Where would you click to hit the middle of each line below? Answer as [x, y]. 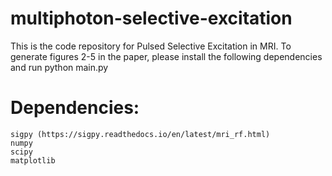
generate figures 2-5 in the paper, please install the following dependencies [166, 56]
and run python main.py [59, 67]
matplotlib [33, 160]
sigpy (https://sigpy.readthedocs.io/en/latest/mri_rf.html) [140, 134]
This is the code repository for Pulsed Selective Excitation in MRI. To [151, 46]
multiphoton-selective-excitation [151, 18]
